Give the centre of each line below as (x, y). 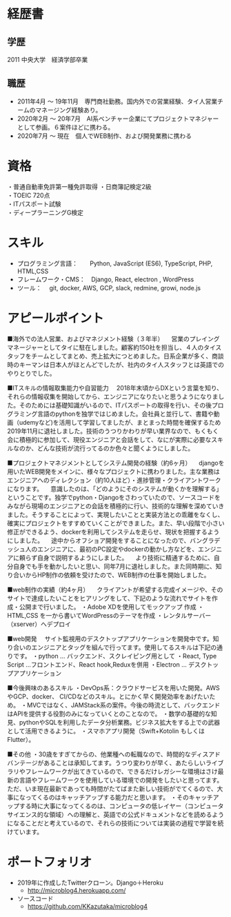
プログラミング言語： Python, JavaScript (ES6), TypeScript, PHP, (115, 263)
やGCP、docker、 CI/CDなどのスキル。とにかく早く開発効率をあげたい (108, 696)
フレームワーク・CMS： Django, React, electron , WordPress (106, 279)
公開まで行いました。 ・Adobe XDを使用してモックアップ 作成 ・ (112, 607)
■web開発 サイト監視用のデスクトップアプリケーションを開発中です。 (110, 638)
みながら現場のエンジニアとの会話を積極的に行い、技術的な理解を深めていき (116, 506)
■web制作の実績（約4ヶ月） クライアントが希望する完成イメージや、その (115, 589)
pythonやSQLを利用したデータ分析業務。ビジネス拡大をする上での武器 (120, 722)
